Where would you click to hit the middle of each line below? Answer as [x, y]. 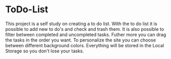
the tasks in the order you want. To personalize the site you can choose [81, 40]
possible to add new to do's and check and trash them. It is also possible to [85, 29]
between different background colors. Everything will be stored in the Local [85, 45]
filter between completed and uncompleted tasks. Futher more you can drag [86, 34]
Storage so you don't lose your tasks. [45, 51]
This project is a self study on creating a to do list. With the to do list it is [81, 24]
